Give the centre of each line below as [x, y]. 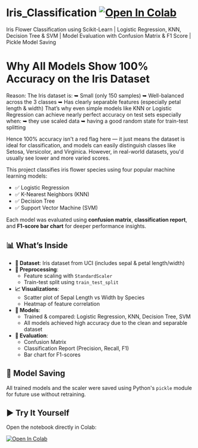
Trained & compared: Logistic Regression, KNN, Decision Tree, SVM [107, 316]
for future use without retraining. [46, 394]
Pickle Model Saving [31, 42]
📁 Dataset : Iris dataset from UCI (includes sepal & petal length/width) [100, 263]
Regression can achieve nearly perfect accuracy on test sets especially [94, 114]
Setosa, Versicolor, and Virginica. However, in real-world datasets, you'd [95, 151]
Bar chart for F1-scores [52, 354]
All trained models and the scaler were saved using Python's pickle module [99, 388]
